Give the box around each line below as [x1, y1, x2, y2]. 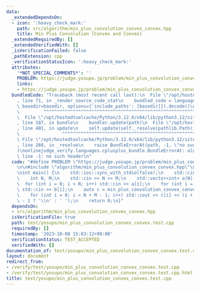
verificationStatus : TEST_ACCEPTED [11, 237, 100, 243]
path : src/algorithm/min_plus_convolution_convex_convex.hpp [17, 25, 171, 32]
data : [6, 8, 20, 15]
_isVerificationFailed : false [11, 48, 86, 54]
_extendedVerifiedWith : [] [11, 42, 79, 48]
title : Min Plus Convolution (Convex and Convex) [17, 31, 143, 37]
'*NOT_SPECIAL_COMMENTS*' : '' [17, 70, 92, 76]
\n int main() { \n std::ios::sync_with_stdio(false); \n [17, 170, 164, 176]
